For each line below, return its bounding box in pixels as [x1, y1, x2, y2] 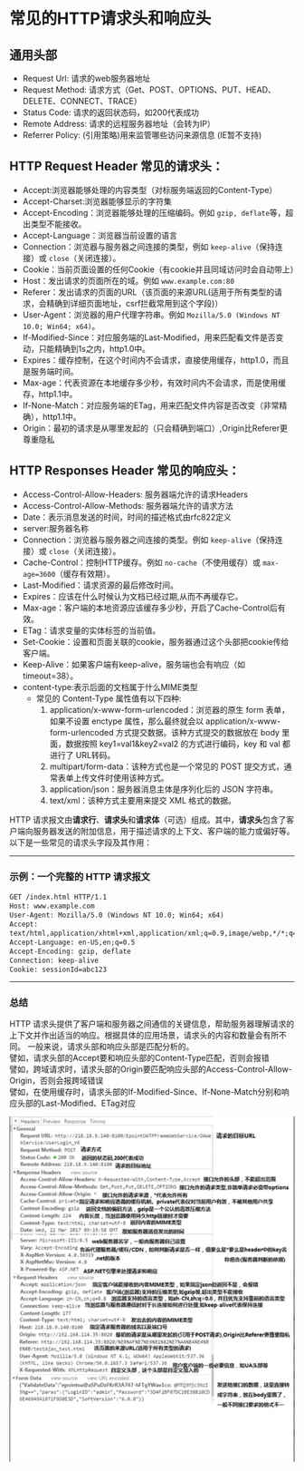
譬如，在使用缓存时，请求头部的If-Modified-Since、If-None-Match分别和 [9, 1086, 282, 1097]
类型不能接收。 [30, 219, 87, 229]
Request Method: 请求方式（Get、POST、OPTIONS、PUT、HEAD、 [22, 84, 276, 95]
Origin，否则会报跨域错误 [9, 1076, 104, 1086]
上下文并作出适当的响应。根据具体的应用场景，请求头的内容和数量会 [9, 1030, 263, 1041]
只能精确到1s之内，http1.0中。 [38, 343, 151, 354]
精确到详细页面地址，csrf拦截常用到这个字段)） [46, 297, 223, 308]
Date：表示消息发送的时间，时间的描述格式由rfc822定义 [22, 511, 233, 522]
